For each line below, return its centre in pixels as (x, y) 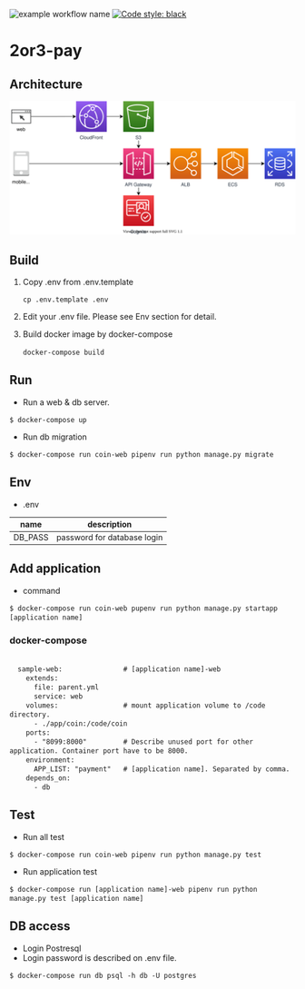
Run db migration (55, 437)
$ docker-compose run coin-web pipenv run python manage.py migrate (142, 454)
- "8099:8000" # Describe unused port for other (143, 742)
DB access (40, 926)
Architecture (46, 84)
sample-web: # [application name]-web (119, 669)
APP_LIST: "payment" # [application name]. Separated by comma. (162, 769)
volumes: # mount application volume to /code (146, 706)
